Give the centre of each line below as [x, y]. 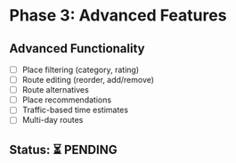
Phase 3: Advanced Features [118, 16]
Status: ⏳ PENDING [63, 149]
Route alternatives [55, 90]
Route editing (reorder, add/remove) [88, 80]
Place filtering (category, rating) [81, 69]
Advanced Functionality [77, 49]
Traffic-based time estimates [75, 110]
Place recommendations [67, 100]
